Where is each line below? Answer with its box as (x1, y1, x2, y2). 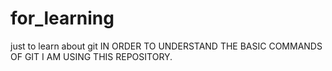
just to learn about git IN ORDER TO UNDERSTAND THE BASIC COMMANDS (10, 40, 323, 52)
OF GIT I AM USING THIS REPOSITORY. (10, 50, 173, 62)
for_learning (10, 7, 115, 30)
